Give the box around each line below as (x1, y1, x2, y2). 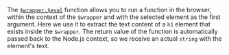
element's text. (7, 42, 49, 50)
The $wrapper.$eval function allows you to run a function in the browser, (7, 6, 212, 14)
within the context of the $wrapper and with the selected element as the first (7, 13, 221, 21)
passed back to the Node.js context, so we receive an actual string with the (7, 35, 222, 43)
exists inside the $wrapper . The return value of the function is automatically (7, 27, 218, 35)
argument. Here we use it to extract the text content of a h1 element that (7, 20, 211, 28)
